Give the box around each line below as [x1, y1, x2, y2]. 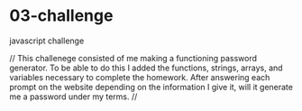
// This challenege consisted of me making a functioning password [9, 52, 257, 63]
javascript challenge [9, 35, 85, 46]
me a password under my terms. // [9, 91, 138, 102]
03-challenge [9, 5, 114, 26]
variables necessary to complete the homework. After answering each [9, 71, 270, 82]
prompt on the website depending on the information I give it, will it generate [9, 81, 293, 92]
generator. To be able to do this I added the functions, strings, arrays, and [9, 62, 283, 73]
